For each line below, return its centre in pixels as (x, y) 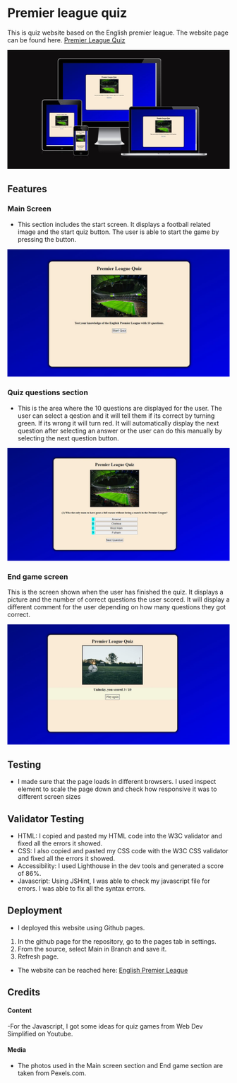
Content (19, 1010)
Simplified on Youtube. (40, 1034)
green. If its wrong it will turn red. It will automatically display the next (118, 423)
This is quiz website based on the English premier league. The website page (118, 33)
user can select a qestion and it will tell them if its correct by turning (116, 416)
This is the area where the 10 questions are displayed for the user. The (120, 408)
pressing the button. (47, 239)
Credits (24, 992)
